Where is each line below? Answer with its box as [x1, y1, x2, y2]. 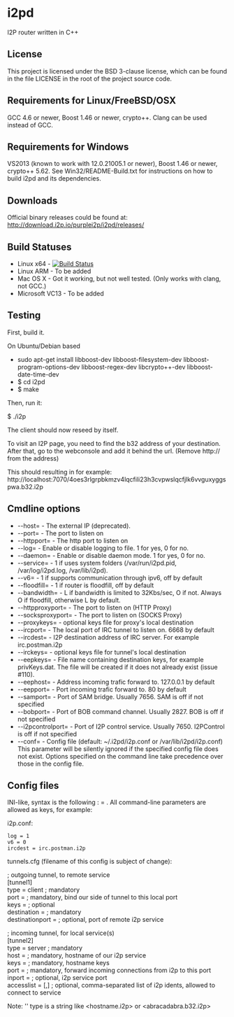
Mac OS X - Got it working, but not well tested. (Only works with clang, [17, 274, 221, 283]
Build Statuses [7, 241, 72, 253]
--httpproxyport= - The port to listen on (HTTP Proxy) [17, 603, 173, 612]
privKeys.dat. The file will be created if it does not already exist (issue [17, 663, 218, 671]
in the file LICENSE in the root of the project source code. [7, 74, 173, 83]
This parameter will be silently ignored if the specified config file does [17, 744, 219, 753]
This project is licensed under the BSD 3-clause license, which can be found [7, 66, 228, 75]
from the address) [7, 454, 59, 463]
